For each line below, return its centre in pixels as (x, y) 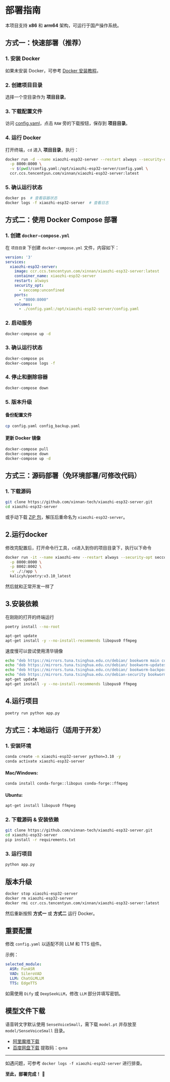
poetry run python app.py (32, 713)
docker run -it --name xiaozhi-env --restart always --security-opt (79, 557)
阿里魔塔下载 (26, 1041)
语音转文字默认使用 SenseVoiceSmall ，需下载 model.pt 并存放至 (71, 1024)
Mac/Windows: (22, 772)
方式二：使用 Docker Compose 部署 (61, 220)
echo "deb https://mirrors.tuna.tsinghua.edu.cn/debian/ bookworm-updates (86, 665)
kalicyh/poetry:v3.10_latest (40, 576)
